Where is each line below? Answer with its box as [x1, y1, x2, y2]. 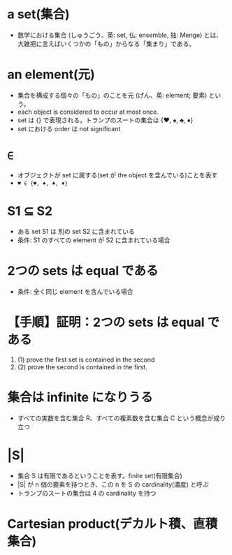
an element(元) [7, 67, 96, 82]
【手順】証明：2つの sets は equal [7, 314, 205, 330]
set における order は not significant [17, 124, 121, 133]
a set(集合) [7, 6, 70, 22]
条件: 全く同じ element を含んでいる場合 [17, 287, 133, 295]
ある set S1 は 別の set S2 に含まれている [17, 227, 135, 235]
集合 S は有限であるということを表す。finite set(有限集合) [17, 471, 183, 480]
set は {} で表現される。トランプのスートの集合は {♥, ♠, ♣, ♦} [17, 116, 194, 124]
